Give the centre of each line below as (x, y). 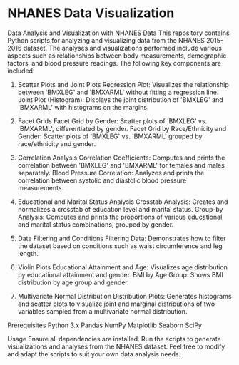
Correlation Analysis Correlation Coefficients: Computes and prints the (121, 158)
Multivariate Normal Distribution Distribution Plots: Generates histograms (124, 296)
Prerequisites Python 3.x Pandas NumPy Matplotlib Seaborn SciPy (105, 325)
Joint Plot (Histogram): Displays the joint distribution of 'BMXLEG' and (120, 99)
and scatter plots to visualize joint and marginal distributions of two (116, 304)
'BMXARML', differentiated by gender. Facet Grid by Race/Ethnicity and (122, 128)
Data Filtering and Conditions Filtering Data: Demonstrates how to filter (122, 238)
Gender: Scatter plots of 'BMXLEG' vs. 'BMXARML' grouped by (110, 136)
